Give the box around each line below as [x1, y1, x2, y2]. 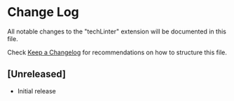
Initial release [17, 86, 56, 95]
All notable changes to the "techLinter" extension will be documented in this [7, 27, 226, 36]
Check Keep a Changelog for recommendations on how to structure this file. [7, 48, 228, 56]
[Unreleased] [7, 68, 67, 80]
